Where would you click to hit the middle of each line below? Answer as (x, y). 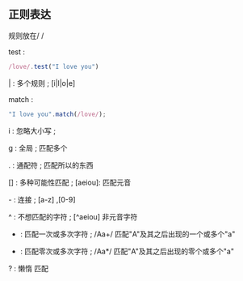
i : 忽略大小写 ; (32, 130)
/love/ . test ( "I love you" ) (54, 66)
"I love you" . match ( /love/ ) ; (57, 114)
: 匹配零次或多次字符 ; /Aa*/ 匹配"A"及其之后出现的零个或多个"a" (127, 251)
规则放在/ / (26, 36)
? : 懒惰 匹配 (29, 268)
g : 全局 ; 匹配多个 (38, 147)
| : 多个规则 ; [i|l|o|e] (42, 83)
